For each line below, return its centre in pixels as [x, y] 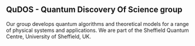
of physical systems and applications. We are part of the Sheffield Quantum [97, 30]
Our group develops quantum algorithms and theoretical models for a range [97, 24]
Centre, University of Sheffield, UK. [49, 36]
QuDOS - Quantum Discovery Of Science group [94, 10]
